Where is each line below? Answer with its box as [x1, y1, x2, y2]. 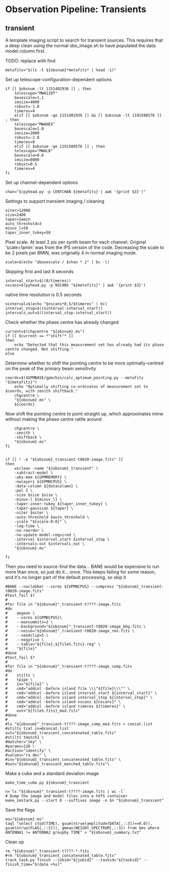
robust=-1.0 [14, 104, 39, 109]
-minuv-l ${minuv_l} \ [14, 497, 62, 502]
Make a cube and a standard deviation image [5, 771, 99, 776]
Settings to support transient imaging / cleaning [5, 198, 105, 204]
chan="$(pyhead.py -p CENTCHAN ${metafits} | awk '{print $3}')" [5, 189, 146, 194]
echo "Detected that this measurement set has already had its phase [14, 342, 164, 347]
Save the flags [5, 807, 35, 813]
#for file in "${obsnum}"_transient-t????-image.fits [5, 602, 121, 607]
